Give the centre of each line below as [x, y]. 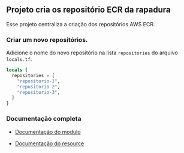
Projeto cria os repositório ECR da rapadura [88, 10]
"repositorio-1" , [39, 81]
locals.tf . [19, 59]
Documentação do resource [49, 143]
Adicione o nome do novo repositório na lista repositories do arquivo [92, 53]
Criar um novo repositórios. [47, 39]
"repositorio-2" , [39, 87]
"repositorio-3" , [39, 92]
